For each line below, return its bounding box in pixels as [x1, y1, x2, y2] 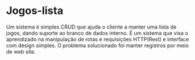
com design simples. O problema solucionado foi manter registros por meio [6, 42, 189, 49]
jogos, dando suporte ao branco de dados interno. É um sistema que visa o [6, 29, 189, 36]
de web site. [6, 48, 36, 55]
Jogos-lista [6, 4, 64, 17]
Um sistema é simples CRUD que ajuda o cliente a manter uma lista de [6, 23, 177, 30]
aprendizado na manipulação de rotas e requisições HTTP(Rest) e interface [6, 36, 190, 43]
